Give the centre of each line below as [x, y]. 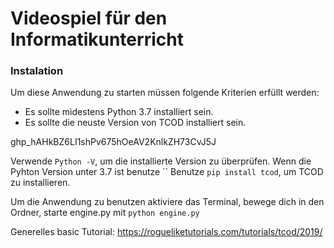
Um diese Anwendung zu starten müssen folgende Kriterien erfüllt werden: [165, 93]
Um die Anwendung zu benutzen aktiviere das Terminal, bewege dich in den [167, 202]
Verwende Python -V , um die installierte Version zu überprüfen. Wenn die [161, 161]
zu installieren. [40, 183]
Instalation [37, 71]
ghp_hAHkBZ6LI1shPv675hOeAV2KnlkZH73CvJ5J [113, 142]
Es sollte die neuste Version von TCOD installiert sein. [135, 123]
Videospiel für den [89, 18]
